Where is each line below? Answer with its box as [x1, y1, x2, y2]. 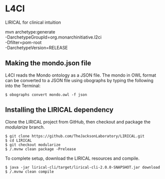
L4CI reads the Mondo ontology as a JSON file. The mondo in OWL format [5, 72, 157, 78]
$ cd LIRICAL [5, 138, 32, 143]
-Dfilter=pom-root [5, 39, 42, 45]
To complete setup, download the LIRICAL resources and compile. [5, 155, 140, 161]
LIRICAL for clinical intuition [5, 19, 61, 25]
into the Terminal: [5, 83, 41, 89]
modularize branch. [5, 124, 45, 130]
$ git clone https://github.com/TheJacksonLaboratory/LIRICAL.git [5, 134, 145, 138]
